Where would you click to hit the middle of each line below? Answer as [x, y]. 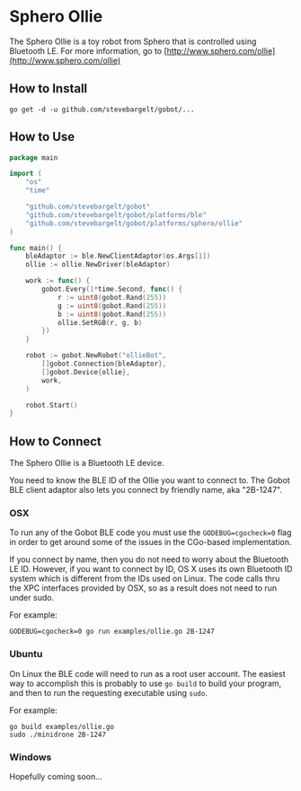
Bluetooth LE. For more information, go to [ [89, 50]
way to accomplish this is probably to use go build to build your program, [146, 683]
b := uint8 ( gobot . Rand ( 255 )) [112, 314]
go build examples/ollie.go [62, 726]
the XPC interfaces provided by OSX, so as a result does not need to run [143, 588]
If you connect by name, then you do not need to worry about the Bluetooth [149, 559]
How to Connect [55, 441]
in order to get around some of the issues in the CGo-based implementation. [150, 542]
